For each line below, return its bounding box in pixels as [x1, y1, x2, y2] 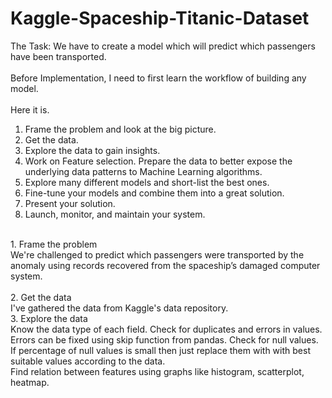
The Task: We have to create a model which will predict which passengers [10, 40, 316, 52]
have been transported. [10, 50, 107, 62]
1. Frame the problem [10, 238, 98, 250]
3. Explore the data [10, 312, 88, 324]
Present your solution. [24, 197, 116, 209]
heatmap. [10, 376, 50, 388]
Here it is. [10, 103, 50, 116]
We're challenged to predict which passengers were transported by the [10, 248, 305, 261]
